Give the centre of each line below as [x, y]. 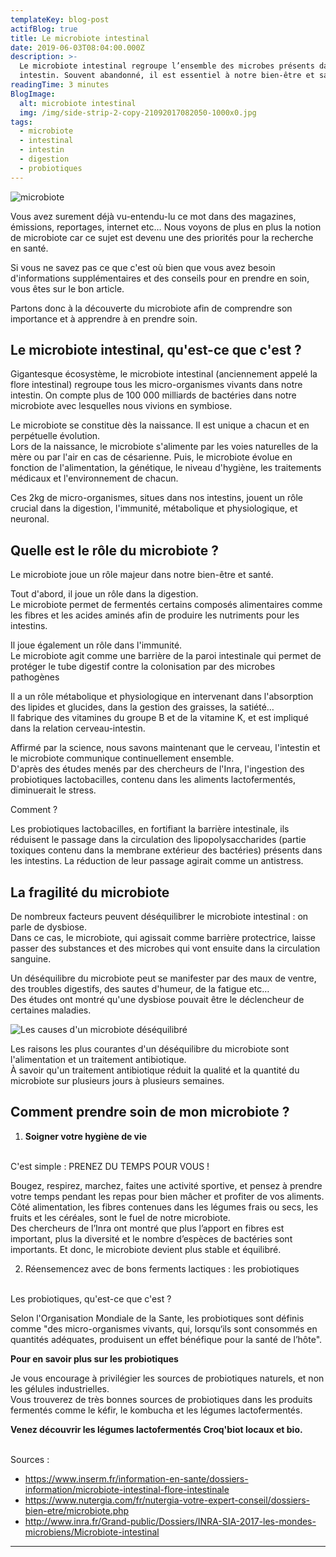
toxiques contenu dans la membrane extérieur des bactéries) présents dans [166, 850]
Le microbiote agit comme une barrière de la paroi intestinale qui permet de [166, 656]
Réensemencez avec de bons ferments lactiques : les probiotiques [162, 1268]
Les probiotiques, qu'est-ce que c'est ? [91, 1298]
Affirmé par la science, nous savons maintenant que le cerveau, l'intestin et [165, 748]
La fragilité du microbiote [90, 892]
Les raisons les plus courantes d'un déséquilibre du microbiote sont [150, 1049]
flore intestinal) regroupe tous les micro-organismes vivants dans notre [156, 385]
